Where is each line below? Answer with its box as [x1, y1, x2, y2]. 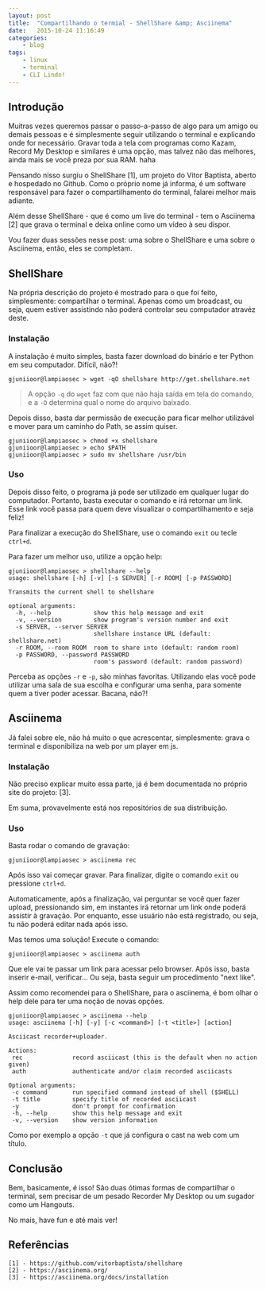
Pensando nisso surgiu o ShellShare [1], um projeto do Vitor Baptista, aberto [8, 170, 256, 180]
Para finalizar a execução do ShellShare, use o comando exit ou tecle [8, 528, 237, 537]
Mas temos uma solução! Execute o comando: [8, 935, 160, 944]
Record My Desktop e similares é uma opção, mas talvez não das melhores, [8, 146, 256, 156]
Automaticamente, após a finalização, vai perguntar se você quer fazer [8, 894, 241, 904]
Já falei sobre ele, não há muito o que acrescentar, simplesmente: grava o [8, 733, 250, 742]
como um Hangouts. [8, 1200, 75, 1209]
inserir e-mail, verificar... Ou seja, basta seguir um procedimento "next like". [8, 972, 256, 983]
